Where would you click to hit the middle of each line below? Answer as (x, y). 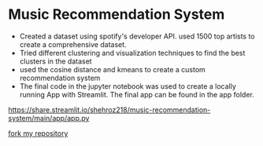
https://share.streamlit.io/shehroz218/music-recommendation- (109, 109)
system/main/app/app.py (49, 118)
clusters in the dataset (56, 61)
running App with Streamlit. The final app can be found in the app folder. (137, 94)
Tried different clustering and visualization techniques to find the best (132, 53)
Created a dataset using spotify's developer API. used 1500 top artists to (137, 36)
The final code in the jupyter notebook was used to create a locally (128, 86)
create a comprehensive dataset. (73, 44)
